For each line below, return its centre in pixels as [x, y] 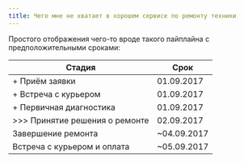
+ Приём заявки [44, 81]
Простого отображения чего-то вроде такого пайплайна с [109, 39]
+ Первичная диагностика [64, 107]
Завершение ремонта [55, 133]
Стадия [81, 67]
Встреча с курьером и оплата [71, 146]
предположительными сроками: [65, 47]
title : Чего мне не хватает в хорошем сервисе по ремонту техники [122, 16]
